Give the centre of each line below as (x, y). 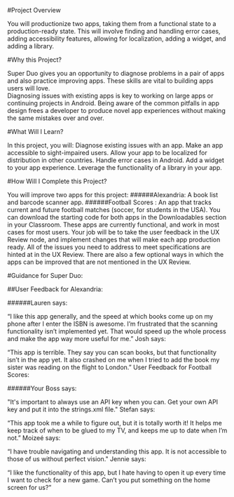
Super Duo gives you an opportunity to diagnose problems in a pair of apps (116, 73)
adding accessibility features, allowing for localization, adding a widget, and (117, 39)
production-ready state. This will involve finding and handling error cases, (114, 31)
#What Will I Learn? (35, 132)
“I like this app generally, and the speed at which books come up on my (110, 316)
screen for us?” (29, 488)
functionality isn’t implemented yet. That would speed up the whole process (117, 331)
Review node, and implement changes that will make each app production (114, 239)
